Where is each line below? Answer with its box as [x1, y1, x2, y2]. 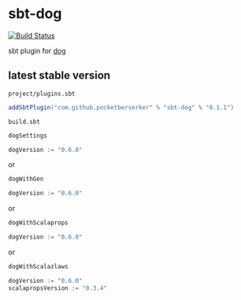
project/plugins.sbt [8, 90, 76, 98]
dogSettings [8, 131, 47, 139]
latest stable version [8, 69, 111, 83]
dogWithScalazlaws [8, 262, 69, 270]
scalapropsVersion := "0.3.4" [8, 284, 108, 292]
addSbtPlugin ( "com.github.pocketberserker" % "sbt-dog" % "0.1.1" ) [8, 103, 235, 111]
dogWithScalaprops [8, 219, 69, 227]
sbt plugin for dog [8, 46, 66, 55]
